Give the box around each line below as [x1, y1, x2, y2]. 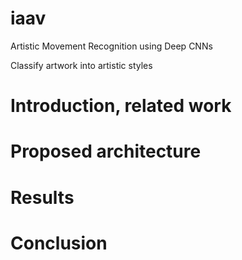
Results [10, 186, 75, 209]
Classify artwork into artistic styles [10, 59, 153, 71]
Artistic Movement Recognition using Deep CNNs [10, 40, 213, 52]
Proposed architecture [10, 140, 202, 163]
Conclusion [10, 232, 108, 254]
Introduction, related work [10, 95, 232, 117]
